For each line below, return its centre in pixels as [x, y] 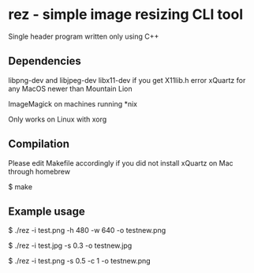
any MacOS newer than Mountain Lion [70, 88]
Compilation [39, 144]
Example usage [47, 211]
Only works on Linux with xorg [58, 119]
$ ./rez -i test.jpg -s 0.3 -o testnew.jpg [70, 245]
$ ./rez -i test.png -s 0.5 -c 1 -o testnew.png [80, 261]
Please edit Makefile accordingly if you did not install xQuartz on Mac [121, 163]
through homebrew [39, 171]
